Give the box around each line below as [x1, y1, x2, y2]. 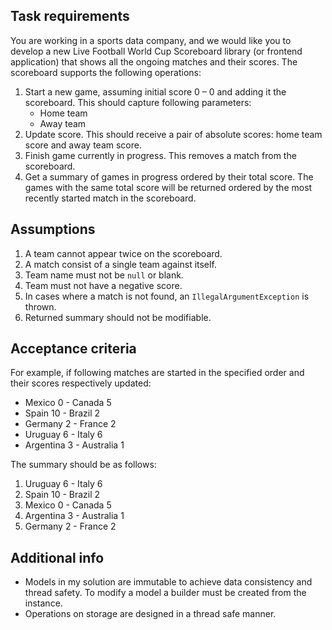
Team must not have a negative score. [24, 279, 183, 291]
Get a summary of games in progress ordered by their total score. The [24, 170, 314, 183]
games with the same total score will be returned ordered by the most [24, 181, 313, 193]
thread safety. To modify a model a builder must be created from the [24, 587, 307, 599]
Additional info [10, 549, 105, 566]
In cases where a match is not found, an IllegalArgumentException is [24, 290, 310, 302]
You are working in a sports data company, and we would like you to [10, 34, 292, 46]
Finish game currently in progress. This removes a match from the [24, 149, 297, 161]
